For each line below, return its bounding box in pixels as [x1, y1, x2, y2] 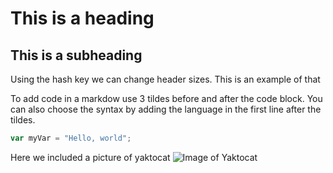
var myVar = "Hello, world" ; [10, 133, 132, 143]
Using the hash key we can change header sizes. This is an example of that [10, 73, 321, 85]
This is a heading [10, 7, 155, 30]
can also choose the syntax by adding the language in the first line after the [10, 103, 322, 115]
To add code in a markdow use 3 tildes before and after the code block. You [10, 93, 323, 104]
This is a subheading [10, 47, 143, 64]
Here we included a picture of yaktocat [10, 151, 171, 163]
